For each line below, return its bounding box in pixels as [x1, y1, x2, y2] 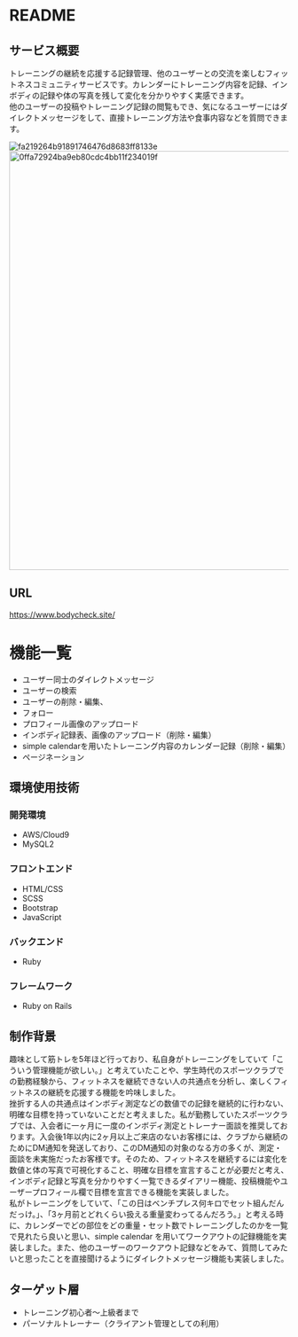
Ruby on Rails [21, 1001, 73, 1012]
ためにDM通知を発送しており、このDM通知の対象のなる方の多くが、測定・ [9, 1143, 282, 1153]
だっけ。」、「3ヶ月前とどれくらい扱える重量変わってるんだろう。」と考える [9, 1209, 277, 1220]
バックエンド [9, 935, 65, 948]
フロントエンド [9, 863, 74, 875]
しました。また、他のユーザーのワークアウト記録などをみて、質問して [16, 1242, 273, 1253]
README [9, 5, 76, 26]
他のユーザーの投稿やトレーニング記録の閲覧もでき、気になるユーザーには [9, 101, 280, 112]
